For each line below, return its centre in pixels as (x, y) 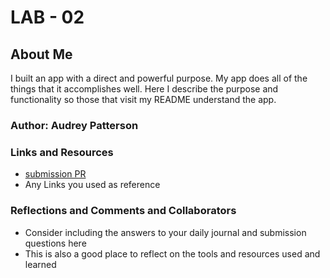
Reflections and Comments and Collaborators (123, 211)
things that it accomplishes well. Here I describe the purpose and (144, 89)
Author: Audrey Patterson (74, 125)
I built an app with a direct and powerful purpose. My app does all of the (159, 78)
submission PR (55, 174)
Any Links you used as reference (92, 185)
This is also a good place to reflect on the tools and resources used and (172, 253)
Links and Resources (62, 152)
